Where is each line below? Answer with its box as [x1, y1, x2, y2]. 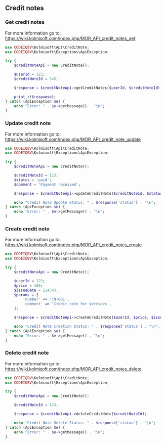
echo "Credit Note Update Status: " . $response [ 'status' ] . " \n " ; [14, 200, 156, 205]
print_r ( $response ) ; [14, 94, 56, 99]
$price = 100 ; [14, 283, 43, 288]
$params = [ [14, 292, 39, 297]
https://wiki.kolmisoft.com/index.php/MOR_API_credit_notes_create [5, 242, 142, 248]
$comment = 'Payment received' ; [14, 182, 81, 187]
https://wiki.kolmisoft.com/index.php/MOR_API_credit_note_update [5, 136, 141, 142]
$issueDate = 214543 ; [14, 288, 58, 293]
